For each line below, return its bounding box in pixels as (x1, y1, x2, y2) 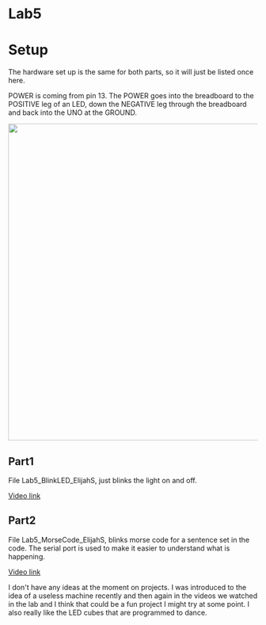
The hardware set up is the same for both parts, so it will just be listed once (8, 67, 254, 77)
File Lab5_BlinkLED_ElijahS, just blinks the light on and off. (8, 475, 198, 485)
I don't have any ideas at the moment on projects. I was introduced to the (8, 582, 247, 592)
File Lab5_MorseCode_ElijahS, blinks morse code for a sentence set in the (8, 535, 250, 544)
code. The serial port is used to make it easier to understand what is (8, 543, 230, 553)
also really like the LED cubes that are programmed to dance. (8, 608, 207, 617)
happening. (8, 551, 45, 561)
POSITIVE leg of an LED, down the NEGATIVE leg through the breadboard (8, 100, 247, 109)
